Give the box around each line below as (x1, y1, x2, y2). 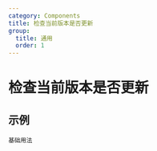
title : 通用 (15, 34, 54, 43)
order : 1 (15, 42, 45, 50)
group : (8, 27, 30, 35)
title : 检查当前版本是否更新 (8, 19, 94, 27)
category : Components (8, 11, 81, 20)
